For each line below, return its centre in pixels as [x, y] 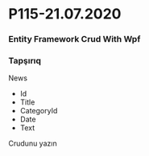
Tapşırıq [25, 61]
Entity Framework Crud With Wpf [74, 39]
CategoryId [39, 111]
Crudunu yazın [33, 144]
